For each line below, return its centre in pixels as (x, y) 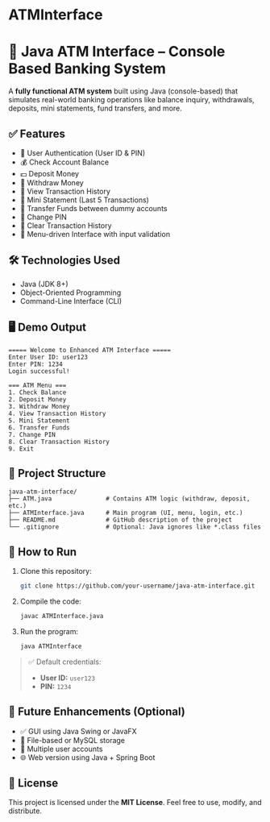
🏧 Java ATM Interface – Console (117, 52)
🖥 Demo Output (48, 328)
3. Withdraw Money (39, 406)
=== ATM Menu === (37, 385)
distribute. (25, 811)
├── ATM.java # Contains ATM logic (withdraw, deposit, (129, 499)
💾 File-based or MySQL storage (73, 740)
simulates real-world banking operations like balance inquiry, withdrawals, (132, 100)
